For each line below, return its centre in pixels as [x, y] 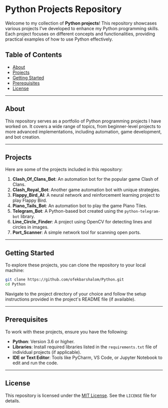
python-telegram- [142, 212]
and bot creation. [23, 137]
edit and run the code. [35, 363]
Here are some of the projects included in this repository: [64, 170]
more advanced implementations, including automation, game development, [83, 131]
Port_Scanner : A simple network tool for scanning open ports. [76, 232]
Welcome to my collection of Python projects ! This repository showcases [81, 23]
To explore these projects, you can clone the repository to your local [75, 265]
